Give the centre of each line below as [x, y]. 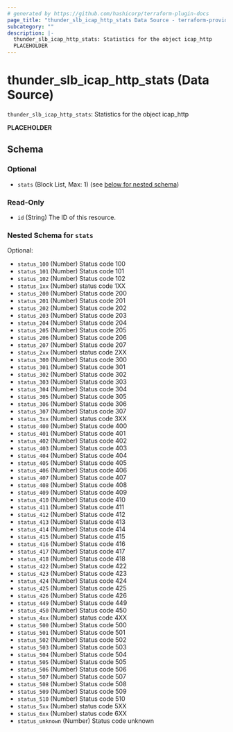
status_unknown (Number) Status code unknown [86, 721]
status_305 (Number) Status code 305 [72, 397]
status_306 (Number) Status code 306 [72, 404]
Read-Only [26, 202]
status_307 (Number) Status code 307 [72, 411]
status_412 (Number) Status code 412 [71, 515]
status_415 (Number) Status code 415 [71, 537]
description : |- [31, 33]
